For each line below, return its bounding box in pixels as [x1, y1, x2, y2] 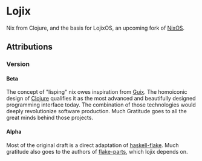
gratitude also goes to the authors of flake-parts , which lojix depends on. [6, 148, 188, 155]
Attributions [6, 42, 53, 52]
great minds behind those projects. [6, 114, 94, 122]
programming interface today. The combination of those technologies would [6, 101, 197, 108]
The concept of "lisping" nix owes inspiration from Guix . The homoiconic [6, 88, 187, 96]
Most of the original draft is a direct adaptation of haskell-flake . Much [6, 141, 180, 149]
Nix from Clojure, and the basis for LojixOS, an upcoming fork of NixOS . [6, 24, 185, 31]
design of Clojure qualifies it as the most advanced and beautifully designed [6, 95, 196, 102]
